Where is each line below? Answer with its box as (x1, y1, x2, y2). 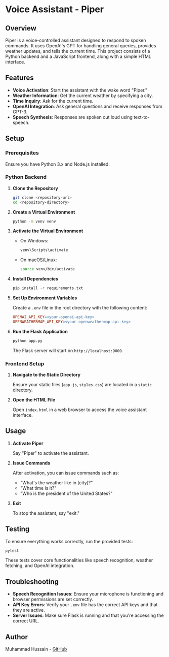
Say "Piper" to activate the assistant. (12, 450, 90, 456)
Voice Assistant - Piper (5, 4, 104, 15)
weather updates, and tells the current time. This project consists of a (5, 48, 150, 54)
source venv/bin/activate (20, 267, 75, 272)
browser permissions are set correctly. (12, 596, 94, 603)
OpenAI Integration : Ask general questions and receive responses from (12, 103, 163, 109)
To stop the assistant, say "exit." (12, 510, 80, 516)
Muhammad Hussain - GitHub (5, 646, 67, 652)
